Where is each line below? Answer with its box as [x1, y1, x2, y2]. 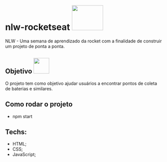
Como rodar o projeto [5, 100, 73, 109]
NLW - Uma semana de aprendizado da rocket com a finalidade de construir [5, 38, 162, 44]
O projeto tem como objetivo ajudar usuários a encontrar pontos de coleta [5, 80, 158, 86]
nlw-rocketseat [5, 21, 70, 33]
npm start [12, 113, 32, 119]
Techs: [5, 128, 27, 136]
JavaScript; [12, 152, 36, 158]
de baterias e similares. [5, 85, 53, 92]
